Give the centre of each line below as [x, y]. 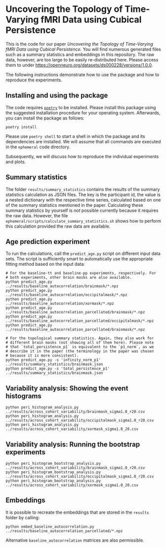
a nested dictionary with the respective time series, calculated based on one [83, 200]
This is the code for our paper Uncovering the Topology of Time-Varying [80, 44]
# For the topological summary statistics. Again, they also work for [80, 338]
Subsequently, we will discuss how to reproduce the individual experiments [82, 156]
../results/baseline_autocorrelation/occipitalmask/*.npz [66, 295]
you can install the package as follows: [45, 118]
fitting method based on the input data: [45, 264]
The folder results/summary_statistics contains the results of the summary [83, 189]
